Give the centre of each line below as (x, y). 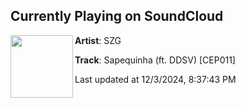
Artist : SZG (98, 40)
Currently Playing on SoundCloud (117, 16)
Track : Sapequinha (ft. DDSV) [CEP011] (155, 60)
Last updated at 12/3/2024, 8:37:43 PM (155, 79)
